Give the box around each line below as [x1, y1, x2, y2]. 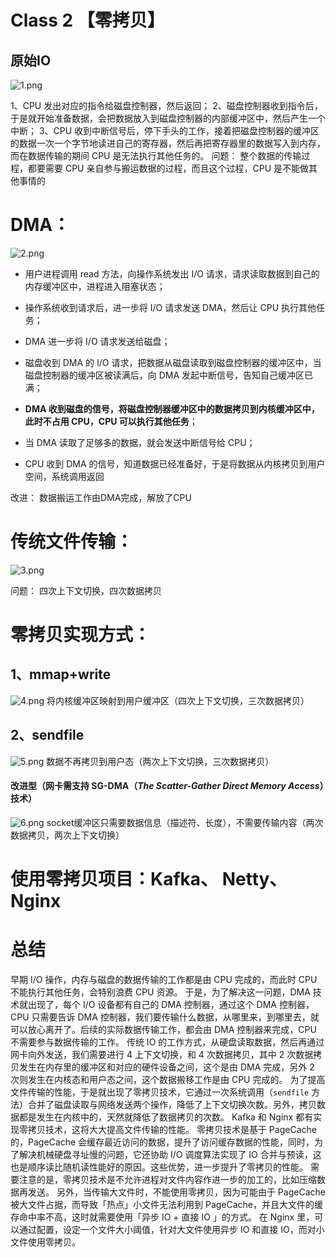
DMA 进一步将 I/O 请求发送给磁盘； [24, 335, 171, 347]
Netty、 [221, 868, 288, 891]
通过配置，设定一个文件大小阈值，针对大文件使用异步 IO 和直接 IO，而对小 [18, 1224, 325, 1236]
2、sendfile [10, 727, 85, 744]
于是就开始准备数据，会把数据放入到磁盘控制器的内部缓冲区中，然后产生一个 [10, 112, 326, 124]
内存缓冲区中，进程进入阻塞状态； [24, 280, 166, 292]
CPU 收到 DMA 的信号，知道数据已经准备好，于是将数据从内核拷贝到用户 [24, 457, 326, 470]
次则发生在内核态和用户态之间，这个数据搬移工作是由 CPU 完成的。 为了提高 [10, 1074, 326, 1086]
